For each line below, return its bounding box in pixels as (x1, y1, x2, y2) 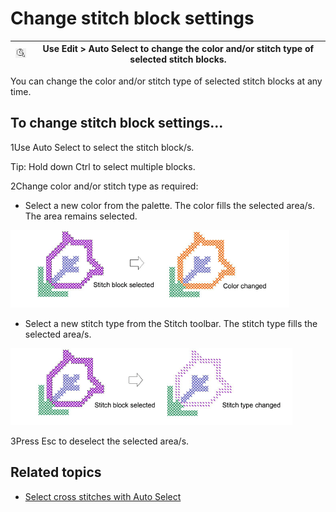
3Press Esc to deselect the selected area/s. (10, 435, 190, 447)
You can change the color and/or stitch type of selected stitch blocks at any (10, 75, 323, 87)
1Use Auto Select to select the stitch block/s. (10, 141, 195, 153)
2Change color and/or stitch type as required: (10, 180, 199, 192)
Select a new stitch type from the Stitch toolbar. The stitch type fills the (24, 317, 318, 329)
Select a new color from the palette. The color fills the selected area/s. (24, 199, 316, 211)
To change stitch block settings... (10, 115, 224, 132)
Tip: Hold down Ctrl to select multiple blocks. (10, 160, 196, 172)
